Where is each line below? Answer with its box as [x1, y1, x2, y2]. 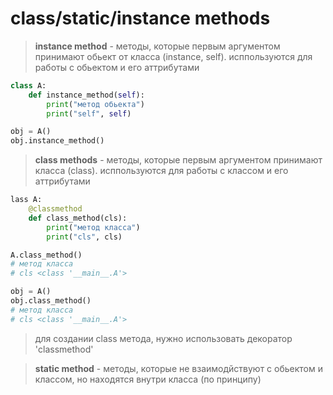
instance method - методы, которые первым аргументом [34, 40, 281, 52]
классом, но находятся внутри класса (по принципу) [34, 373, 262, 385]
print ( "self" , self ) [46, 108, 132, 119]
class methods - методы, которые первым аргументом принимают [34, 154, 323, 166]
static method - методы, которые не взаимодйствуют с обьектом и [34, 362, 323, 374]
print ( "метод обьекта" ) [46, 99, 145, 109]
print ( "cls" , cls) [46, 232, 123, 242]
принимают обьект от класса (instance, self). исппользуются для [34, 50, 313, 62]
